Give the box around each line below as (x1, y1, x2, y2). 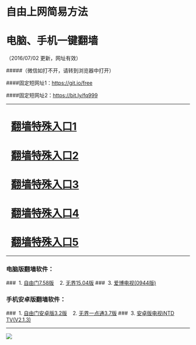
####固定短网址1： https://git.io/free (6, 79, 93, 86)
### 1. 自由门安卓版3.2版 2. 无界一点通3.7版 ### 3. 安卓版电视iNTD (6, 310, 175, 317)
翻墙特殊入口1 (10, 120, 77, 133)
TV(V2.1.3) (6, 316, 31, 323)
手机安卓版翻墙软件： (6, 295, 66, 304)
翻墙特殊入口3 (10, 177, 79, 191)
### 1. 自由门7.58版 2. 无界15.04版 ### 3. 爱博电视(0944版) (6, 280, 156, 287)
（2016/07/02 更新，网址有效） (6, 55, 82, 62)
